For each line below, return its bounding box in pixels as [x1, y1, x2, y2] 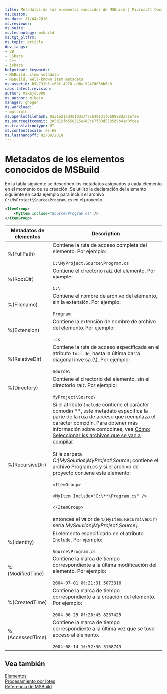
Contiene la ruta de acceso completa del [52, 241, 147, 248]
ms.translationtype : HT [5, 123, 55, 128]
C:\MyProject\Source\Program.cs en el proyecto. [5, 197, 104, 203]
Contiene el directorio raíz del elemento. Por [52, 267, 156, 274]
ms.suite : [5, 26, 26, 31]
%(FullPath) [7, 250, 36, 257]
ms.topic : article [5, 40, 43, 45]
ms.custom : [5, 12, 28, 17]
